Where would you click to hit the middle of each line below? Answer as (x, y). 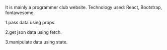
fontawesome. (20, 13)
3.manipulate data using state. (36, 42)
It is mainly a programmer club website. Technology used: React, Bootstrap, (84, 7)
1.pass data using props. (30, 22)
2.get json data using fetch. (33, 32)
